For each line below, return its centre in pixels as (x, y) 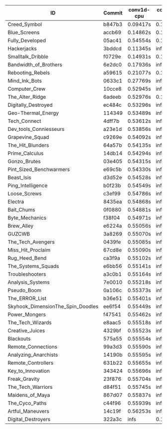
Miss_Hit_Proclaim (29, 250)
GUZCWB (19, 234)
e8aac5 (112, 323)
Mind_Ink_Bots (25, 81)
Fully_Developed (27, 40)
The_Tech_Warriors (30, 387)
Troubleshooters (27, 274)
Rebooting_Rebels (29, 73)
